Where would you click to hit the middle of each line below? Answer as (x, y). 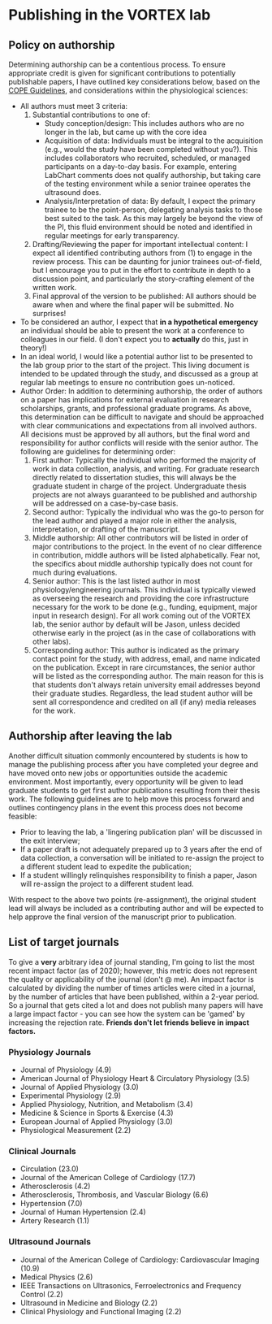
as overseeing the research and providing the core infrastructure (140, 598)
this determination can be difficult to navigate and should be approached (142, 417)
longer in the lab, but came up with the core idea (125, 132)
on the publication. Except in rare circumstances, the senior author (144, 667)
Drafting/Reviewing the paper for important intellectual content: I (140, 244)
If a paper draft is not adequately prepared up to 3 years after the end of (141, 849)
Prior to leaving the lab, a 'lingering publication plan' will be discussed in (141, 831)
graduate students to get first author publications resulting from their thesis (134, 790)
